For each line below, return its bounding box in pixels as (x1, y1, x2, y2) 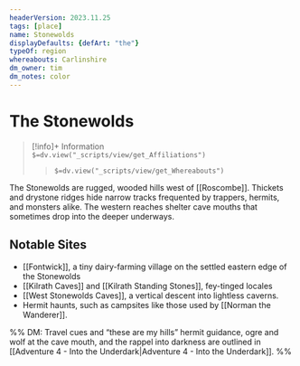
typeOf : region (9, 47, 67, 56)
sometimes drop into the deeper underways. (9, 211, 174, 221)
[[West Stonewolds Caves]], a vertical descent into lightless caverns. (22, 290, 279, 301)
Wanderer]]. (22, 309, 68, 320)
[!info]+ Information (31, 141, 105, 152)
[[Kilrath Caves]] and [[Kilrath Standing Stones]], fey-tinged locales (22, 280, 273, 291)
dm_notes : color (9, 72, 70, 81)
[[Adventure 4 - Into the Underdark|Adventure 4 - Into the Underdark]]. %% (9, 345, 292, 357)
